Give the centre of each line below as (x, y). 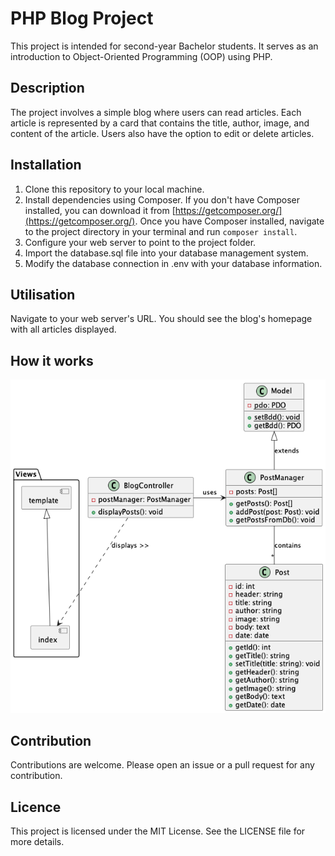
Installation (46, 165)
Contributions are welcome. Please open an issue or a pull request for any (162, 765)
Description (47, 88)
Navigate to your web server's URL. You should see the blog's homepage (161, 319)
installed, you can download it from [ (100, 210)
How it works (52, 360)
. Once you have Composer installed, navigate (229, 221)
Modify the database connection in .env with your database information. (173, 263)
